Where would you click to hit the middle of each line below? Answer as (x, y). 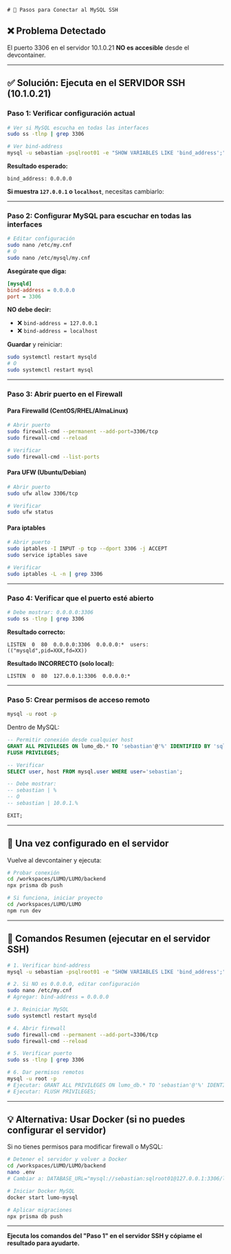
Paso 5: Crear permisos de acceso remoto (78, 699)
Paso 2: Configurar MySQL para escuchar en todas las (99, 216)
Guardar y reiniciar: (35, 345)
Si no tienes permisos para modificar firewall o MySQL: (85, 1147)
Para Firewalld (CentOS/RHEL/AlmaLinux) (68, 411)
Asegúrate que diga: (37, 271)
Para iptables (26, 528)
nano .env (21, 1172)
